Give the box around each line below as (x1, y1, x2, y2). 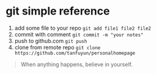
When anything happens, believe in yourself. (20, 61, 133, 68)
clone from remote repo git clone (14, 44, 101, 51)
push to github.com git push (14, 37, 87, 44)
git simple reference (5, 4, 111, 18)
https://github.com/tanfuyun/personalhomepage (14, 50, 136, 56)
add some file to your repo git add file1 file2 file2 (14, 24, 152, 32)
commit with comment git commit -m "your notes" (14, 30, 144, 38)
